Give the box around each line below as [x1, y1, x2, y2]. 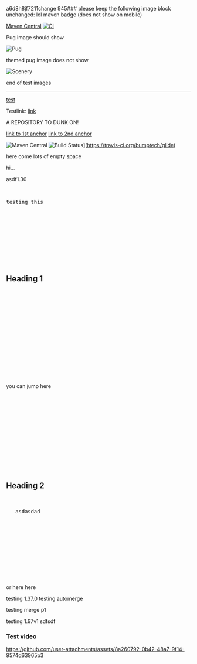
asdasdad [15, 508, 40, 515]
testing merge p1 [6, 606, 46, 613]
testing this [6, 199, 44, 205]
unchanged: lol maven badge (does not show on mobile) [6, 11, 142, 18]
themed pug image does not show [6, 57, 89, 63]
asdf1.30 [6, 176, 27, 182]
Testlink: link [6, 108, 36, 114]
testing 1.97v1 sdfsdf [6, 618, 56, 625]
